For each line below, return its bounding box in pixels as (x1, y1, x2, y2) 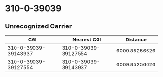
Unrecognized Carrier (5, 22, 72, 30)
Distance (125, 37, 147, 43)
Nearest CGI (72, 37, 101, 43)
